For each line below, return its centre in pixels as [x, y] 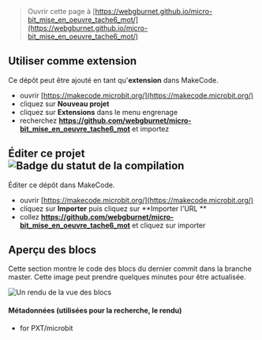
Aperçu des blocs [52, 250]
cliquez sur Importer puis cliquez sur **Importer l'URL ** [113, 209]
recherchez [38, 120]
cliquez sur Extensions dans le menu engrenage [99, 112]
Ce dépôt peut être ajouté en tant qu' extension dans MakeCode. [113, 80]
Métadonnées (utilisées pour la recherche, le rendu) [95, 311]
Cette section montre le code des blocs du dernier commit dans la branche [130, 269]
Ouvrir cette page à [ [62, 11]
